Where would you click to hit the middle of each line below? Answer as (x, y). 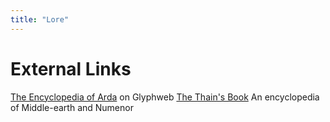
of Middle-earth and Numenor (72, 107)
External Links (71, 68)
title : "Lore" (40, 19)
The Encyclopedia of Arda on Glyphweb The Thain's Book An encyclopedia (165, 97)
